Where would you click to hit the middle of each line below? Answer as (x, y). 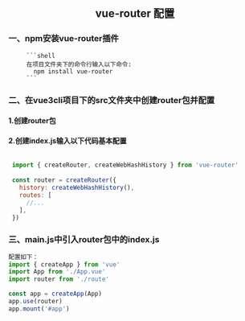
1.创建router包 (32, 121)
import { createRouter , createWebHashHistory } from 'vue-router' (125, 165)
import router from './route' (59, 279)
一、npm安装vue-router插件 (63, 39)
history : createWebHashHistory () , (77, 188)
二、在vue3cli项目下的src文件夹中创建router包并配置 (112, 100)
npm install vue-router (73, 71)
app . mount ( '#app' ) (39, 309)
